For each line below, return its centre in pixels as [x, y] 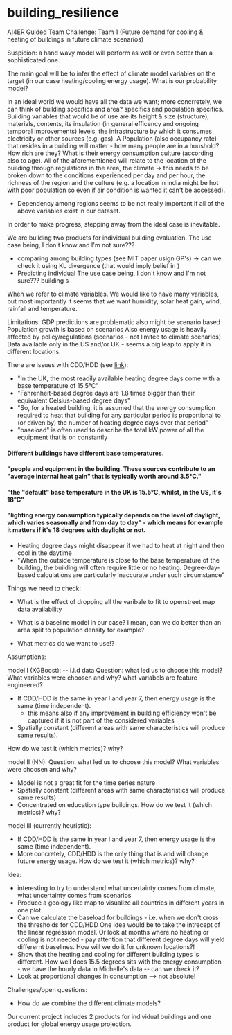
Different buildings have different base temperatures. [86, 453]
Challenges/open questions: [47, 989]
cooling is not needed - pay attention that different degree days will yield [121, 939]
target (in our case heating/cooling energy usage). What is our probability [112, 80]
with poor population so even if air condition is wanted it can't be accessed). [116, 190]
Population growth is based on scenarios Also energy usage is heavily [107, 329]
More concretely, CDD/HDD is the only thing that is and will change [113, 853]
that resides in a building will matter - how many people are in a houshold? [113, 145]
